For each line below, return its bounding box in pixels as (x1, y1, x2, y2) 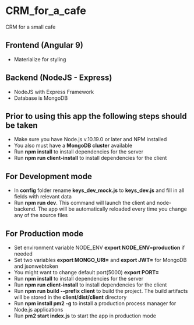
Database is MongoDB (13, 95, 68, 102)
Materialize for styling (13, 55, 66, 62)
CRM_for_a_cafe (5, 4, 87, 18)
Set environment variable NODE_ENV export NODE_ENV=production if (13, 244, 185, 251)
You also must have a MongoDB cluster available (13, 142, 132, 149)
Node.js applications (13, 306, 64, 313)
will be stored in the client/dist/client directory (13, 293, 127, 300)
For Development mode (5, 171, 93, 181)
